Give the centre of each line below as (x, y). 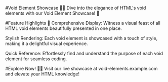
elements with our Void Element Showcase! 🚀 (52, 13)
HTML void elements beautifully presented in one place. (64, 28)
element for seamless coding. (36, 59)
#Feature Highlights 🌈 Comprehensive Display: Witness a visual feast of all (83, 23)
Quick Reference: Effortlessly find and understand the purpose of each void (84, 53)
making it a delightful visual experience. (47, 44)
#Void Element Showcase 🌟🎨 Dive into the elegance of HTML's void (76, 8)
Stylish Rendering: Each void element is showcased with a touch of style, (81, 38)
